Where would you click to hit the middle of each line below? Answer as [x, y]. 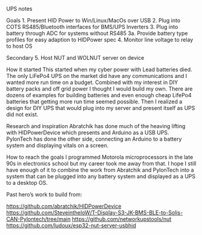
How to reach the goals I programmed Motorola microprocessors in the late [100, 157]
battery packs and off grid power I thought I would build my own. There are [99, 89]
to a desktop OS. [27, 183]
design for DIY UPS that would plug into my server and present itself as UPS [101, 108]
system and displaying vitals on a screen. [58, 145]
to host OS [20, 46]
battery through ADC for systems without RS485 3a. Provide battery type [97, 33]
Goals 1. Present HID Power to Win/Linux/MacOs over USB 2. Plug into [93, 20]
